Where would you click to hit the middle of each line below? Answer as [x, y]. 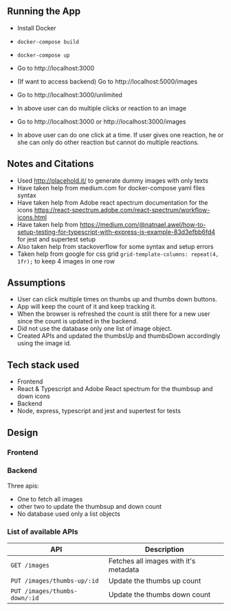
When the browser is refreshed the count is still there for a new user [114, 314]
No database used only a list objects [68, 514]
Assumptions [36, 283]
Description [164, 550]
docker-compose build [48, 42]
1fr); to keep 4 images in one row [66, 261]
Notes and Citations [51, 164]
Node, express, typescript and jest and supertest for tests [99, 411]
